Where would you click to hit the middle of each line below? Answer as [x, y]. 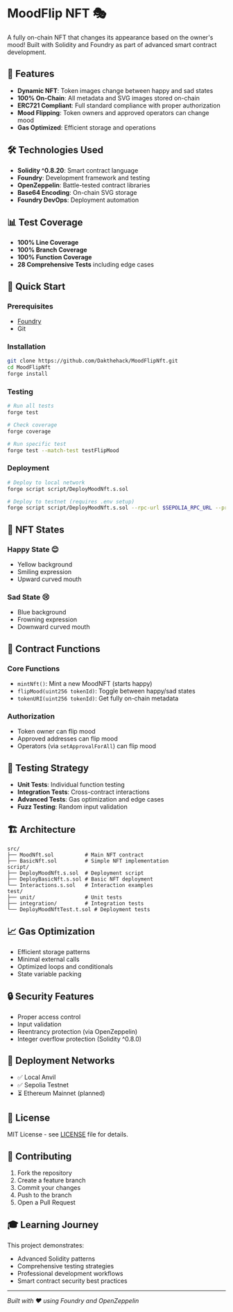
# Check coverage [32, 425]
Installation [27, 346]
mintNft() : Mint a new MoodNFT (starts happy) [85, 683]
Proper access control [49, 1017]
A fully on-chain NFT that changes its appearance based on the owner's [110, 37]
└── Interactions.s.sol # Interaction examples [80, 885]
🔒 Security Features [51, 997]
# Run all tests [31, 406]
